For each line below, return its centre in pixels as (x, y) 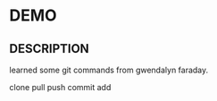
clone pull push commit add (60, 87)
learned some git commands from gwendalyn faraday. (109, 70)
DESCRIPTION (49, 49)
